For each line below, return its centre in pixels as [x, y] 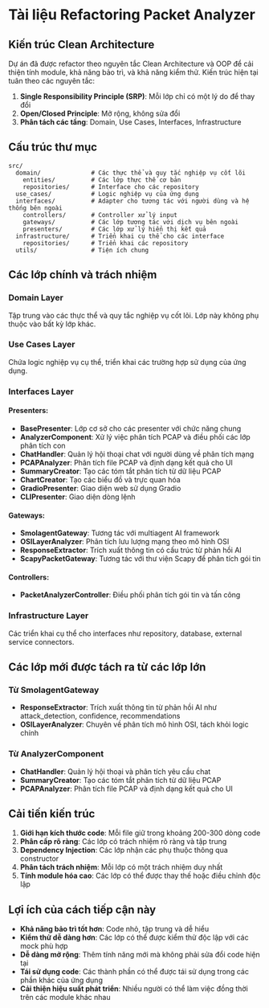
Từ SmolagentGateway [54, 690]
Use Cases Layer [42, 345]
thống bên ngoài [35, 208]
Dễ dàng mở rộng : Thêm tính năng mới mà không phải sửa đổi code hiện [140, 955]
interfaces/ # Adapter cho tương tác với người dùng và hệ [132, 201]
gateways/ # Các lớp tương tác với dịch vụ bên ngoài [131, 222]
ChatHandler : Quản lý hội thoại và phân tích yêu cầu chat [115, 771]
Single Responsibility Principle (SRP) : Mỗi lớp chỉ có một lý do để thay [137, 96]
